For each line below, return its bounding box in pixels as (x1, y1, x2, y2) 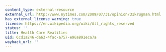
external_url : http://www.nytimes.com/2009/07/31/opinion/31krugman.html (5, 12, 162, 17)
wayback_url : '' (5, 40, 39, 45)
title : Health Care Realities (5, 30, 68, 35)
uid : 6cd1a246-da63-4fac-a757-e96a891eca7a (5, 35, 97, 40)
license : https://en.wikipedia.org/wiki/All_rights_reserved (5, 21, 135, 26)
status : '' (5, 26, 28, 31)
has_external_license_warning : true (5, 16, 81, 21)
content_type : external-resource (5, 7, 75, 12)
